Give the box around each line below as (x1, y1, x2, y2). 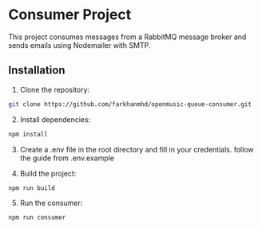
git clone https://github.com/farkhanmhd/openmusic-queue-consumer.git (8, 100, 252, 109)
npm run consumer (8, 214, 66, 222)
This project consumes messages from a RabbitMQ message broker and (8, 32, 247, 41)
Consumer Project (8, 6, 132, 24)
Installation (8, 64, 65, 77)
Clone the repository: (19, 85, 90, 94)
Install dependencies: (19, 114, 91, 124)
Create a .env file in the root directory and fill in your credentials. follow (19, 144, 254, 154)
